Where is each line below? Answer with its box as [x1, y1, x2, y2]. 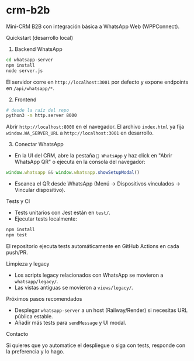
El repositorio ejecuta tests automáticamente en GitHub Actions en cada [6, 242, 179, 249]
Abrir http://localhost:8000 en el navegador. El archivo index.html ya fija [6, 123, 185, 130]
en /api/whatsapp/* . [6, 84, 54, 91]
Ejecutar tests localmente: [14, 215, 78, 222]
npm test [6, 232, 27, 238]
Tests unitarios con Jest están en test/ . [14, 209, 111, 216]
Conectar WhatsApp [14, 141, 64, 148]
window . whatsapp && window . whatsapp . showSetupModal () [6, 170, 140, 176]
